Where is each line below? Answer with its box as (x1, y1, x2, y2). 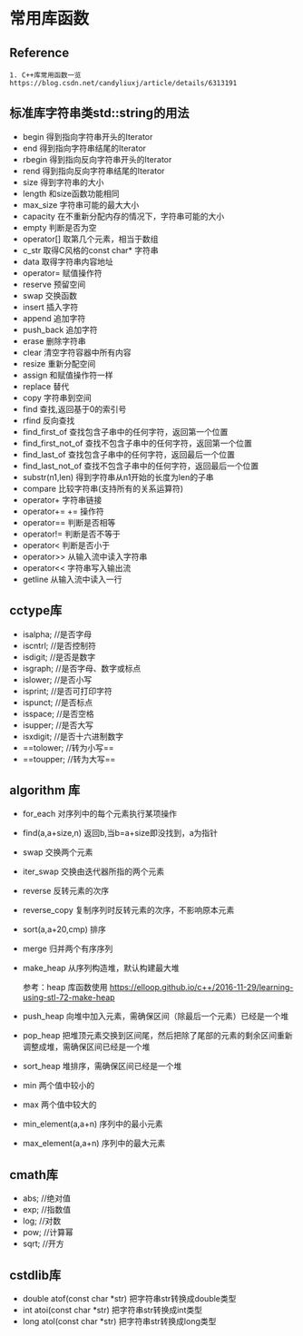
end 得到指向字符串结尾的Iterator (22, 142, 147, 153)
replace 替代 (22, 380, 70, 391)
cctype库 (9, 603, 63, 618)
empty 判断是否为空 (22, 221, 97, 232)
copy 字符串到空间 (22, 392, 93, 403)
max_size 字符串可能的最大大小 (22, 199, 140, 210)
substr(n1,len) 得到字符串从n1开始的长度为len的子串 (22, 471, 214, 482)
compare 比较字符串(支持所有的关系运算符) (22, 483, 184, 494)
